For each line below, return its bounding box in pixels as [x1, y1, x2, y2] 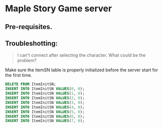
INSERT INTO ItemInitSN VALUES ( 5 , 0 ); [5, 109, 85, 114]
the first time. [5, 72, 33, 78]
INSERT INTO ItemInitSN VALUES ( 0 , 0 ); [5, 87, 85, 92]
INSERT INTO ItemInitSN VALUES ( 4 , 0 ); [5, 104, 85, 110]
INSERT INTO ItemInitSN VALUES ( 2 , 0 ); [5, 96, 85, 101]
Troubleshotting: [5, 39, 58, 47]
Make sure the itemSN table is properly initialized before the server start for [5, 67, 159, 73]
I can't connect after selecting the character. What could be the [17, 52, 146, 58]
